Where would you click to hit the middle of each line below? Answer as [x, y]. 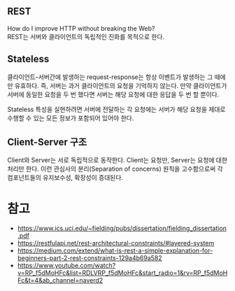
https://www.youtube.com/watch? [66, 266]
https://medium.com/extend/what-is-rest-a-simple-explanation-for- [115, 250]
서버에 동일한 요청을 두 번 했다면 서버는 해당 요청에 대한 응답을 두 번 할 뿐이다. [113, 94]
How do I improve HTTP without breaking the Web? [81, 28]
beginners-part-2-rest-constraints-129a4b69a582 [90, 258]
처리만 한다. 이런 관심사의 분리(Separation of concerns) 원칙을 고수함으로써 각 [115, 169]
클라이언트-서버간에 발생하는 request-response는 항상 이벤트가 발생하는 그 [110, 77]
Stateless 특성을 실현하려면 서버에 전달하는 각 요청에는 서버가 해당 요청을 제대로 [116, 109]
